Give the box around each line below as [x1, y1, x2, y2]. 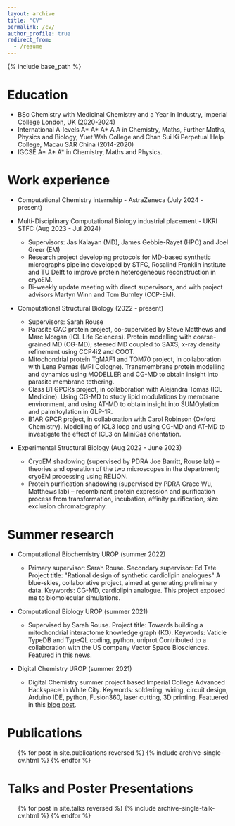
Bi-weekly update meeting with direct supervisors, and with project [27, 282, 223, 291]
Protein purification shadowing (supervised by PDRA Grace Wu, [27, 480, 213, 488]
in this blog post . [27, 700, 77, 708]
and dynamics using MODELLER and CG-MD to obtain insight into [27, 370, 219, 378]
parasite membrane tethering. [27, 377, 115, 386]
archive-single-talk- [157, 803, 215, 812]
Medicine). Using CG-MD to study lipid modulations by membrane [27, 392, 220, 401]
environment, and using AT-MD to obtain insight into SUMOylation [27, 399, 220, 408]
